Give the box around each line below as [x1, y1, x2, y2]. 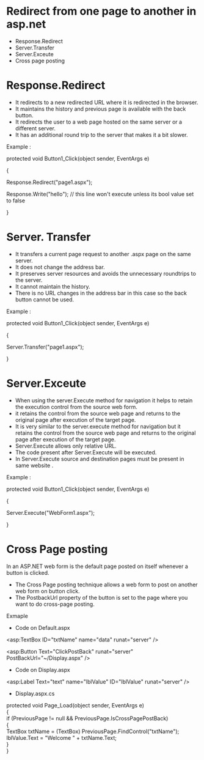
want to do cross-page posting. [15, 600, 95, 608]
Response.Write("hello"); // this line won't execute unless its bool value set [6, 190, 194, 197]
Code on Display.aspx [15, 666, 70, 673]
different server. [15, 124, 56, 132]
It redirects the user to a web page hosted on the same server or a [15, 118, 182, 125]
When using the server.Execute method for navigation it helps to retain [15, 396, 193, 404]
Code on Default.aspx [15, 624, 70, 631]
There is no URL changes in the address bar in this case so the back [15, 289, 188, 297]
